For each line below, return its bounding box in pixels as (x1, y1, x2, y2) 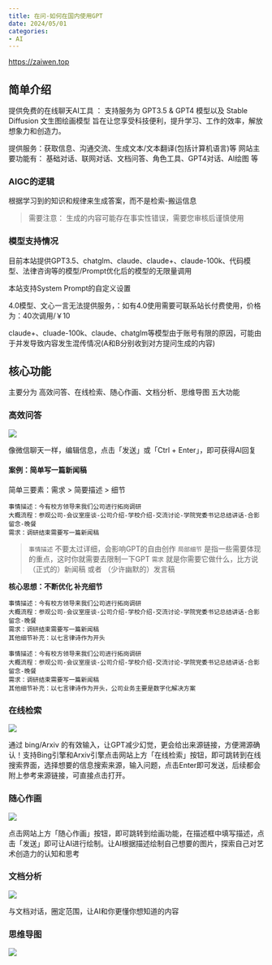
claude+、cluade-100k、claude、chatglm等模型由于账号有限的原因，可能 (8, 327, 255, 338)
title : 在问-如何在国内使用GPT (8, 11, 103, 20)
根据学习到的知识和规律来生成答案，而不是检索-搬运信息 (8, 196, 197, 206)
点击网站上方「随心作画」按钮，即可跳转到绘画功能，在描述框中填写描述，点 (8, 828, 265, 838)
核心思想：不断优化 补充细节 (8, 581, 103, 591)
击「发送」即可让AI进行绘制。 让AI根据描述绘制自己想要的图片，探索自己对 (8, 838, 257, 848)
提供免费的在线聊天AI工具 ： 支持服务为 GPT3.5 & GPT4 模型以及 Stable (8, 106, 248, 116)
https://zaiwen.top (8, 57, 70, 67)
